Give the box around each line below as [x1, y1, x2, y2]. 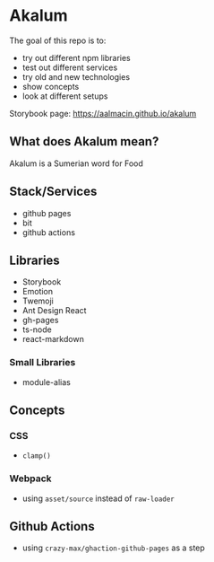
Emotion [21, 286, 54, 297]
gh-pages [21, 315, 59, 326]
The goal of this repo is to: [9, 35, 107, 46]
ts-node [21, 324, 52, 335]
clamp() [21, 452, 51, 461]
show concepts [21, 81, 80, 92]
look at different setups [21, 91, 108, 101]
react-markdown [21, 334, 85, 345]
